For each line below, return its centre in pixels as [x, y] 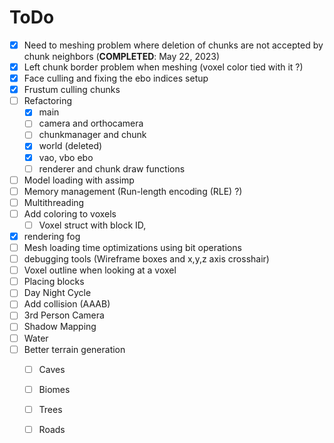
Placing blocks [54, 282]
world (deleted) [70, 146]
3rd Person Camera [64, 315]
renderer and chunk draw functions [112, 168]
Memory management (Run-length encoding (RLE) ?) [133, 191]
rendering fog [52, 236]
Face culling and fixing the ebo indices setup [116, 78]
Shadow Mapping [60, 327]
